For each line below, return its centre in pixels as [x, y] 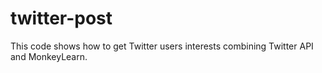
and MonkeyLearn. [49, 56]
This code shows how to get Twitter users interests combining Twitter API [162, 46]
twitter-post [61, 18]
